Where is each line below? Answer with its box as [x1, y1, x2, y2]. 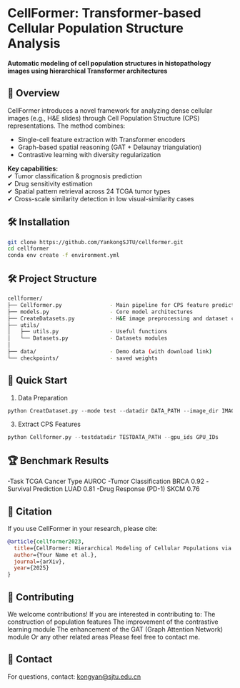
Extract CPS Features [17, 420, 81, 429]
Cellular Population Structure [7, 20, 184, 36]
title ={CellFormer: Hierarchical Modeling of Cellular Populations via [14, 545, 232, 552]
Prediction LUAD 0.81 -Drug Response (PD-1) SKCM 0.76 [32, 485, 200, 493]
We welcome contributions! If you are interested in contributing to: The [7, 610, 216, 618]
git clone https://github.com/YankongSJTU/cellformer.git [7, 238, 184, 246]
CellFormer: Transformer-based [7, 5, 201, 21]
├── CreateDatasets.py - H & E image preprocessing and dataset [7, 315, 229, 322]
